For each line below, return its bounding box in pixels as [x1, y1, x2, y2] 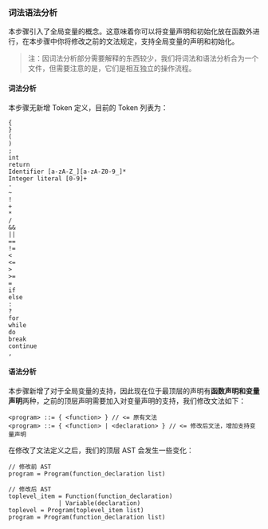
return [8, 160, 30, 168]
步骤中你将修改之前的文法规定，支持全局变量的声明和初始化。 [35, 37, 239, 46]
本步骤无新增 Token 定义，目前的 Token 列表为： [8, 102, 169, 113]
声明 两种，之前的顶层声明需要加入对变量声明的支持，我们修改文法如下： [8, 396, 246, 405]
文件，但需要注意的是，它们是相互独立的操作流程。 [27, 64, 196, 73]
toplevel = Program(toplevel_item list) [8, 506, 145, 514]
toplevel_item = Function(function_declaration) [8, 492, 173, 500]
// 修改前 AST [8, 463, 52, 471]
